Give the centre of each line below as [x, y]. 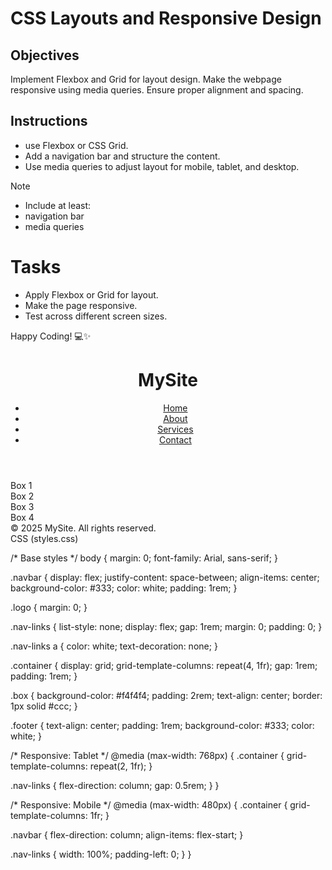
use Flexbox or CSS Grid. [76, 145]
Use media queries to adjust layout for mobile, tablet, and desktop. [162, 166]
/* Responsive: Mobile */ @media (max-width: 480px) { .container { [149, 804]
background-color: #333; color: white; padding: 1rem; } [124, 588]
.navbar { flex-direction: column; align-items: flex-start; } [127, 834]
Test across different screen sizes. [96, 316]
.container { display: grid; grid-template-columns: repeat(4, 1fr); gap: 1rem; [164, 665]
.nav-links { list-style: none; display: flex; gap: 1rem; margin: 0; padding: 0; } [166, 626]
